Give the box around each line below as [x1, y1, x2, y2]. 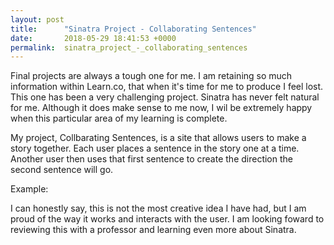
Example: [10, 183, 49, 195]
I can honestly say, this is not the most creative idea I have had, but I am [10, 202, 307, 215]
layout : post [10, 14, 65, 25]
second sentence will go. [10, 164, 114, 176]
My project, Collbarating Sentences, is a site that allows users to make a [10, 132, 307, 144]
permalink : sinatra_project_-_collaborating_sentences [10, 42, 248, 53]
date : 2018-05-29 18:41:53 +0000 [10, 33, 177, 43]
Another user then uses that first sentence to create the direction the [10, 153, 293, 165]
